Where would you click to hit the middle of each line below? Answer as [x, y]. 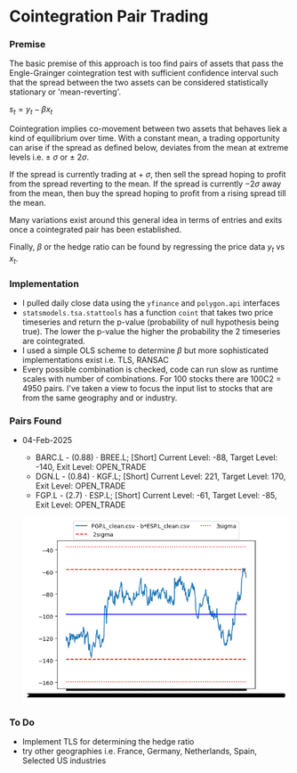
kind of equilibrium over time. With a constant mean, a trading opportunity [144, 138]
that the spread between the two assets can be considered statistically [139, 83]
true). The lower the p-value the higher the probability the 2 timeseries [151, 332]
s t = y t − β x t [31, 111]
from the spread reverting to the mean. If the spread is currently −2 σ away [145, 184]
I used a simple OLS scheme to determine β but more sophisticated [145, 350]
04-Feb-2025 [47, 440]
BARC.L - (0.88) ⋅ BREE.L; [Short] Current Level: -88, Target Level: [157, 457]
